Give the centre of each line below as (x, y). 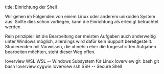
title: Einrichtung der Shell (31, 7)
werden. (13, 27)
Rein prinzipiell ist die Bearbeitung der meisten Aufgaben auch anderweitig (81, 36)
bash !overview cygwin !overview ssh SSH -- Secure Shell (64, 66)
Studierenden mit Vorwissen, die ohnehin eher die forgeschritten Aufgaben (81, 46)
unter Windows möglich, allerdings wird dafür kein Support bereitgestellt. (79, 41)
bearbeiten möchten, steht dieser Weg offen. (50, 52)
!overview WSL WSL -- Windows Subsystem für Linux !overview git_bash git (82, 61)
